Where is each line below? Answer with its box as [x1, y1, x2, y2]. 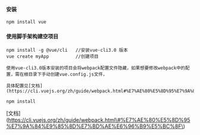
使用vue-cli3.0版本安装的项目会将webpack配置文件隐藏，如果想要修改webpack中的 [6, 65, 186, 71]
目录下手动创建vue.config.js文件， [28, 71, 108, 77]
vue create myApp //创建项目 [6, 54, 99, 59]
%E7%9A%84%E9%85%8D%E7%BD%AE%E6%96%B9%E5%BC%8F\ [6, 123, 183, 130]
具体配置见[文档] [6, 83, 43, 89]
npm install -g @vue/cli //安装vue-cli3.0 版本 [6, 48, 128, 54]
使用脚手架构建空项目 [6, 33, 58, 40]
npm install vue [6, 19, 46, 25]
